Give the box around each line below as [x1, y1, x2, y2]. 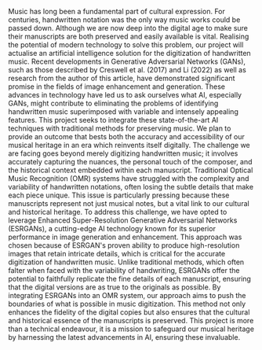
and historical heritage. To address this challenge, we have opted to [8, 208, 227, 216]
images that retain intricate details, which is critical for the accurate [8, 249, 226, 258]
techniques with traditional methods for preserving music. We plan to [8, 123, 231, 133]
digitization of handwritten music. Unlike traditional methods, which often [8, 257, 245, 267]
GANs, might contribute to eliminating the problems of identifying [8, 98, 219, 108]
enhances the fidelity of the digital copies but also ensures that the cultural [8, 308, 250, 317]
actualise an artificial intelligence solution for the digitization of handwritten [8, 49, 251, 57]
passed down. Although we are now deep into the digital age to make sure [8, 24, 249, 32]
